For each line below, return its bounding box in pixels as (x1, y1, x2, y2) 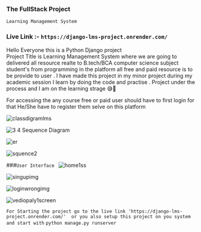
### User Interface (6, 161, 54, 169)
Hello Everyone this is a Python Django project (6, 46, 122, 53)
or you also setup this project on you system (71, 213, 191, 219)
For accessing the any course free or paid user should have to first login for (6, 96, 195, 104)
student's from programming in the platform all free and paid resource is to (6, 65, 193, 72)
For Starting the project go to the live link (6, 208, 126, 214)
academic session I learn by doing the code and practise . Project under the (6, 78, 196, 86)
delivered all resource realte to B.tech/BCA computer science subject (6, 59, 179, 66)
